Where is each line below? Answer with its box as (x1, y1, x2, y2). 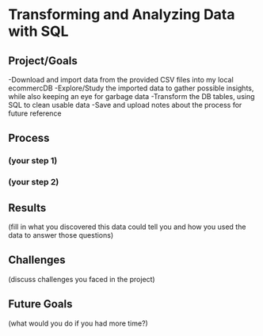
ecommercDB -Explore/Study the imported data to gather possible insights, (8, 83, 254, 93)
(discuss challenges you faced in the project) (8, 274, 156, 284)
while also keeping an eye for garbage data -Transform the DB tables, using (8, 92, 255, 101)
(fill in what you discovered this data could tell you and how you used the (8, 222, 246, 231)
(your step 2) (8, 177, 59, 188)
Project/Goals (8, 54, 78, 67)
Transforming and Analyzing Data (8, 6, 235, 24)
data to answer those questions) (8, 231, 114, 240)
